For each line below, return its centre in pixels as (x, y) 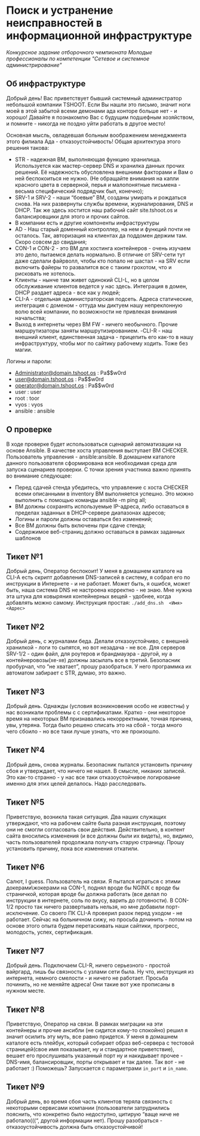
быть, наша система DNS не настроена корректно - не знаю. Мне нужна (99, 590)
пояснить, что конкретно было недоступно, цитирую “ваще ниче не (93, 1114)
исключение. (23, 913)
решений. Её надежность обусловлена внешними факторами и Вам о (104, 172)
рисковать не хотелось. (45, 273)
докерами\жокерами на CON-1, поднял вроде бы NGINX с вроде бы (93, 888)
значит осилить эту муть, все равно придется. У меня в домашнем (92, 1037)
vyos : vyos (29, 404)
